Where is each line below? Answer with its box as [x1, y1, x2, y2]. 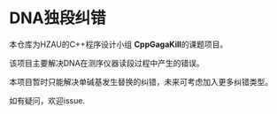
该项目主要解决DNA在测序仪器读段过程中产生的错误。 [9, 57, 205, 68]
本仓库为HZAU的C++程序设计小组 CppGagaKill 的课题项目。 [9, 39, 228, 49]
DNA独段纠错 [9, 8, 106, 28]
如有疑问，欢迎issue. [9, 95, 86, 106]
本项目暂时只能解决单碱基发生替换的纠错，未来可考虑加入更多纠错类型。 [9, 76, 273, 87]
